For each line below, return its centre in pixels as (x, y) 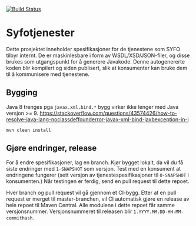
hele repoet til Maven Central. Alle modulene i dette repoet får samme (91, 205)
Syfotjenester (40, 33)
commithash (19, 218)
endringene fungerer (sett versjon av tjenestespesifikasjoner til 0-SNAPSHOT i (98, 175)
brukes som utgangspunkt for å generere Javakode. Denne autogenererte (96, 61)
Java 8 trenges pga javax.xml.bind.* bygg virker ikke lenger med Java (92, 107)
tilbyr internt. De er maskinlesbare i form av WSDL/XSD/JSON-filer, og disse (98, 55)
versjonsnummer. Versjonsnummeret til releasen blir (69, 211)
